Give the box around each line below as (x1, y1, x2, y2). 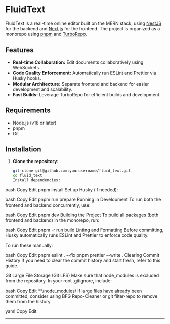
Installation (5, 145, 41, 153)
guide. (5, 263, 19, 269)
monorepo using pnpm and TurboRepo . (5, 31, 88, 37)
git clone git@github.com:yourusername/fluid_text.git (12, 168, 131, 173)
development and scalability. (12, 86, 72, 92)
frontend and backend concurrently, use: (5, 202, 91, 208)
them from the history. (5, 299, 52, 304)
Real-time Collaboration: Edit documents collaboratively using (12, 59, 144, 65)
